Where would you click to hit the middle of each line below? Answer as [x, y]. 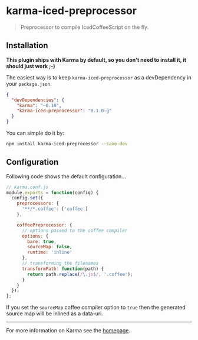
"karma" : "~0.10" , [39, 105]
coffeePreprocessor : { [44, 225]
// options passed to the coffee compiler [75, 231]
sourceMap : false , [50, 247]
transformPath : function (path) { [63, 269]
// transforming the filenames [60, 264]
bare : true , [42, 241]
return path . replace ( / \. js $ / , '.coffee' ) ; [80, 274]
